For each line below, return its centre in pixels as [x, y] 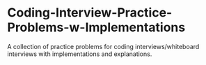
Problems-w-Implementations [96, 27]
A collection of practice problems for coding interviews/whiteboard [103, 46]
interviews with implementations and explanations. [80, 54]
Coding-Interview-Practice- [90, 13]
